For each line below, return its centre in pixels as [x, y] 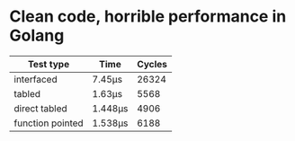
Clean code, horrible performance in [148, 17]
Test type [49, 64]
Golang [37, 35]
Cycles [152, 64]
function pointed [49, 123]
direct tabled [40, 108]
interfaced [36, 79]
